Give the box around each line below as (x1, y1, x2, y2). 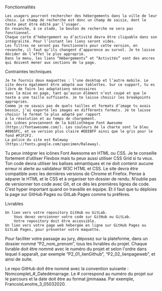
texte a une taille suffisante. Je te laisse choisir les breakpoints (5, 95, 151, 100)
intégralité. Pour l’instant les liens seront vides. (5, 39, 116, 44)
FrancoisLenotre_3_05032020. (5, 281, 66, 287)
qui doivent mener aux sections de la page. (5, 60, 97, 65)
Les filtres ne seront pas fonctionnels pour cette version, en (5, 43, 138, 48)
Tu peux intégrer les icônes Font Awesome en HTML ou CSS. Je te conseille (5, 150, 157, 156)
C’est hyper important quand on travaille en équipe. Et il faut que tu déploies (5, 186, 157, 192)
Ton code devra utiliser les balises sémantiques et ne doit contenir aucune (5, 161, 154, 166)
